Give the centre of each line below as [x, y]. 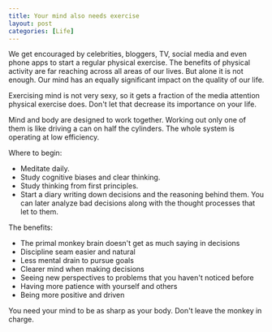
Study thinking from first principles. [79, 186]
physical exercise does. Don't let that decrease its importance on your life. [133, 104]
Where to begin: [35, 153]
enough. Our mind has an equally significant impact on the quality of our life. [136, 80]
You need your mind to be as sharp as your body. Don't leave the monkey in [135, 311]
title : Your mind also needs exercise [74, 16]
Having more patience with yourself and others [99, 287]
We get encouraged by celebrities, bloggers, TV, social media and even [128, 54]
